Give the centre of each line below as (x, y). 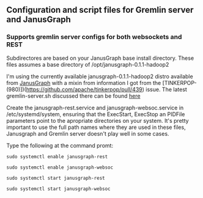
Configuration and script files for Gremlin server (100, 10)
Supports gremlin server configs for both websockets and (94, 37)
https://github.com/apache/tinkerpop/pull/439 (84, 89)
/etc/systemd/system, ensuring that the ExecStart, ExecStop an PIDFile (96, 114)
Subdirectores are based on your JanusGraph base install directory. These (100, 58)
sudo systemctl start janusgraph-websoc (59, 189)
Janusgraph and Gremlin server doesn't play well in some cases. (88, 133)
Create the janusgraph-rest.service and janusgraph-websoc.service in (95, 108)
